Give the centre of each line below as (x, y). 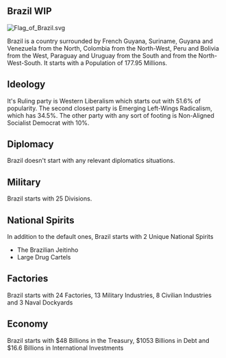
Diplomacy (30, 144)
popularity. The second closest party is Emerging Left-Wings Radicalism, (110, 108)
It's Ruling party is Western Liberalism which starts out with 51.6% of (104, 101)
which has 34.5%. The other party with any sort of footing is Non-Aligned (111, 115)
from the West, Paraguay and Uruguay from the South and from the (102, 55)
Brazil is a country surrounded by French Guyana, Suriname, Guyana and (110, 41)
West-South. (25, 63)
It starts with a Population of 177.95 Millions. (105, 63)
